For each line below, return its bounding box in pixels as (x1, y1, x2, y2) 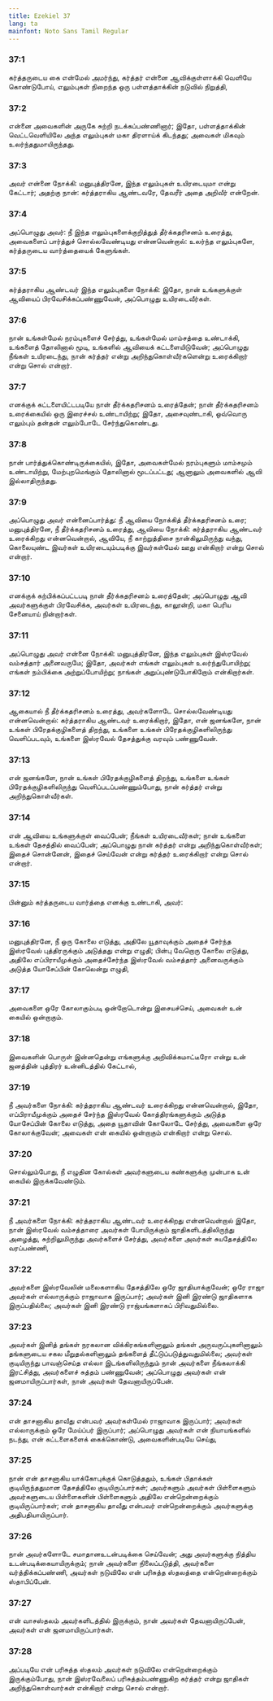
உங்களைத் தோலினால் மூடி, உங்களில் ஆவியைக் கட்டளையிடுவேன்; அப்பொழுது (8, 342, 249, 352)
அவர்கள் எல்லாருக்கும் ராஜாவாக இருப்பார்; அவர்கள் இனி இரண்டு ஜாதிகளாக (8, 1291, 253, 1301)
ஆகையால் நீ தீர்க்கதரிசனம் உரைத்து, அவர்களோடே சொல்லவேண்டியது (8, 705, 232, 716)
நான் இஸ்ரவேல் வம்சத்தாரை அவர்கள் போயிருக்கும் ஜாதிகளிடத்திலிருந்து (8, 1224, 235, 1234)
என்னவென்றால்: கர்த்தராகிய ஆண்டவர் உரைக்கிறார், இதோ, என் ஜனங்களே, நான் (8, 715, 262, 725)
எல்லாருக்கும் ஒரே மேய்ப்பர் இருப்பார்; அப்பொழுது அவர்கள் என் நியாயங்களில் (8, 1424, 251, 1434)
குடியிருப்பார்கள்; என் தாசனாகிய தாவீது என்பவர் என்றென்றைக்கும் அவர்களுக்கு (8, 1500, 253, 1510)
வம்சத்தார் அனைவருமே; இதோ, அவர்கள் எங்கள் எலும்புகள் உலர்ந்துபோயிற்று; (8, 657, 252, 667)
